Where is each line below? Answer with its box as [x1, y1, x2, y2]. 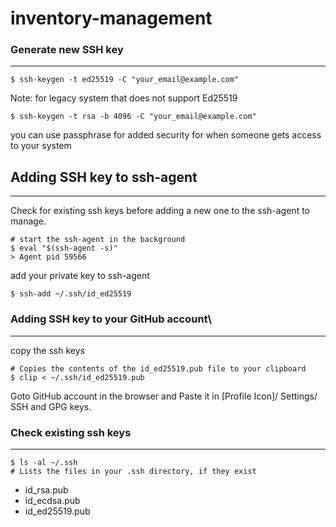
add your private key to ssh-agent [10, 270, 150, 282]
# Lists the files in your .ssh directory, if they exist [10, 466, 257, 476]
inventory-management [10, 7, 213, 30]
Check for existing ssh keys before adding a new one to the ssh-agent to [10, 205, 310, 217]
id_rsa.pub [24, 483, 69, 496]
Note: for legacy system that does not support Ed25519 [10, 92, 238, 104]
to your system [10, 140, 72, 152]
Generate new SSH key [10, 43, 124, 57]
